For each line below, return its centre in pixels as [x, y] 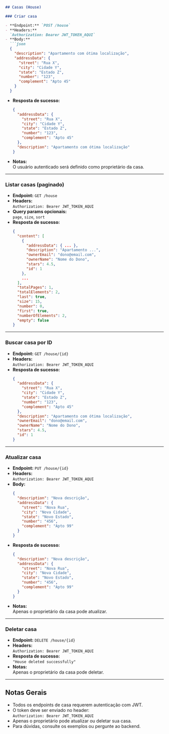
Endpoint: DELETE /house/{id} [44, 640]
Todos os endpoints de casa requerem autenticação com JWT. [78, 705]
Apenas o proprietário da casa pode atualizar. [60, 611]
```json [18, 44]
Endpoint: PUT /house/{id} [40, 468]
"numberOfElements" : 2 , [42, 315]
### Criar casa [21, 16]
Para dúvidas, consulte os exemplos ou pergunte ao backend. [76, 726]
